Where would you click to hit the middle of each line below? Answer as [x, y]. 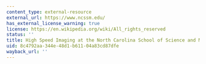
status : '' [20, 35]
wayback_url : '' [27, 52]
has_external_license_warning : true [53, 23]
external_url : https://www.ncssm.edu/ [56, 18]
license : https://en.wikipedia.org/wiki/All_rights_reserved [86, 29]
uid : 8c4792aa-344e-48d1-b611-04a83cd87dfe [63, 46]
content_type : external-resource [49, 12]
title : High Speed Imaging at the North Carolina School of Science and [101, 40]
